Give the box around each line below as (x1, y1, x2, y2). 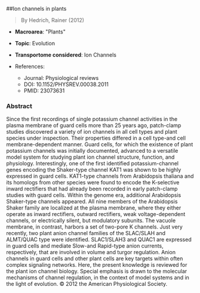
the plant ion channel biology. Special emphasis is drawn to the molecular (6, 268, 187, 275)
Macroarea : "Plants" (14, 28, 66, 35)
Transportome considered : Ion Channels (14, 51, 116, 58)
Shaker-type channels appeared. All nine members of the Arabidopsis (6, 198, 178, 205)
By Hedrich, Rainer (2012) (20, 17, 85, 23)
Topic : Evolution (14, 40, 56, 47)
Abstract (6, 101, 33, 110)
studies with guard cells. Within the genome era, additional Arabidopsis (6, 192, 181, 199)
